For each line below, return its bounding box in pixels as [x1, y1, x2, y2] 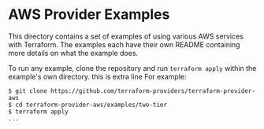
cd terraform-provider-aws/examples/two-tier [15, 101, 168, 109]
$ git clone [8, 87, 47, 95]
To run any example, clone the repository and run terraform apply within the [8, 63, 257, 72]
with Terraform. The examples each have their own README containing [8, 39, 240, 49]
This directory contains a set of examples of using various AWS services [8, 31, 244, 41]
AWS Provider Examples [8, 6, 170, 24]
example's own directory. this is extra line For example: [8, 72, 187, 81]
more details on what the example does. [8, 48, 139, 57]
